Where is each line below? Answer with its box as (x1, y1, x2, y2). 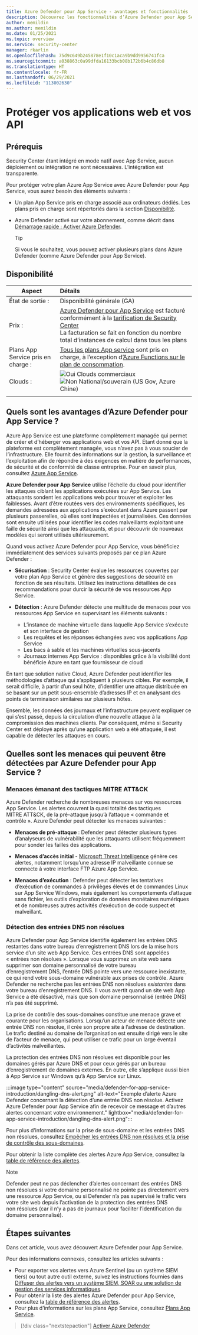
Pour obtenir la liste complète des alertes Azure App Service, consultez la (6, 1151, 185, 1158)
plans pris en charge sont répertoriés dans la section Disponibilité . (14, 205, 176, 212)
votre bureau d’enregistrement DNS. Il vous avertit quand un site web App (6, 986, 185, 993)
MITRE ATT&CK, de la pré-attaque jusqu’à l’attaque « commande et (6, 811, 169, 818)
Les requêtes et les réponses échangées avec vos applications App (23, 634, 188, 641)
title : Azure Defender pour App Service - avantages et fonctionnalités (6, 8, 189, 15)
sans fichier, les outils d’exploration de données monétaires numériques (14, 896, 190, 903)
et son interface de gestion (23, 627, 90, 634)
